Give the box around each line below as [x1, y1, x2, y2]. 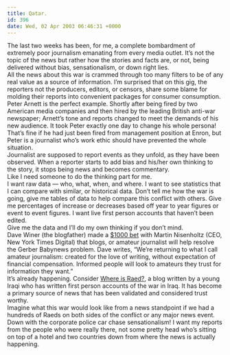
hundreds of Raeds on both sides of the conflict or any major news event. [7, 311, 215, 319]
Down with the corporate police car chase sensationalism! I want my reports [7, 318, 222, 326]
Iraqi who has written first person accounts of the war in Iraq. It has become [7, 282, 222, 290]
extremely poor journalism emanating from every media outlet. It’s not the [7, 49, 215, 57]
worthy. [7, 296, 29, 305]
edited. [7, 217, 27, 225]
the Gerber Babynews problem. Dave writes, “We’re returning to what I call [7, 245, 218, 254]
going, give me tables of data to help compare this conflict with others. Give [7, 195, 222, 203]
